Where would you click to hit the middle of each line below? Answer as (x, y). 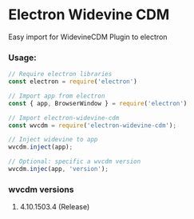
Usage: (23, 58)
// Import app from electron (57, 96)
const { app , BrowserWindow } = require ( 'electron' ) (98, 103)
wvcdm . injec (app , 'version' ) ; (59, 169)
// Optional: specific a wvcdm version (75, 161)
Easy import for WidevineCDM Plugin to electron (88, 37)
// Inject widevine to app (53, 140)
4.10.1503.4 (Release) (55, 207)
